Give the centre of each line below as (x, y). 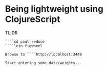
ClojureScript (32, 19)
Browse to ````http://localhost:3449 (43, 54)
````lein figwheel (24, 46)
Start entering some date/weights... (43, 63)
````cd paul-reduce (25, 42)
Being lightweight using (54, 9)
